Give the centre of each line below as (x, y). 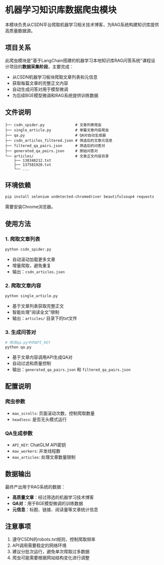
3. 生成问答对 (21, 332)
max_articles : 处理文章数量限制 (44, 457)
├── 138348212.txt (33, 160)
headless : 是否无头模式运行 (39, 419)
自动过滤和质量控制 (32, 363)
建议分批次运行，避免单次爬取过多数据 (51, 551)
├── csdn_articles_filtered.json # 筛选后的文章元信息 (59, 140)
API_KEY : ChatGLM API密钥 (39, 445)
